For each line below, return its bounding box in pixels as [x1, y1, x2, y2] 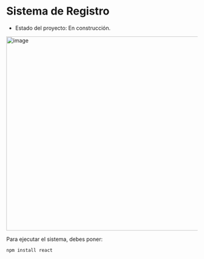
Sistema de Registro [6, 4, 110, 18]
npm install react [6, 247, 53, 253]
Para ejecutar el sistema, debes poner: [6, 235, 103, 243]
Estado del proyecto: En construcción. [15, 24, 111, 32]
